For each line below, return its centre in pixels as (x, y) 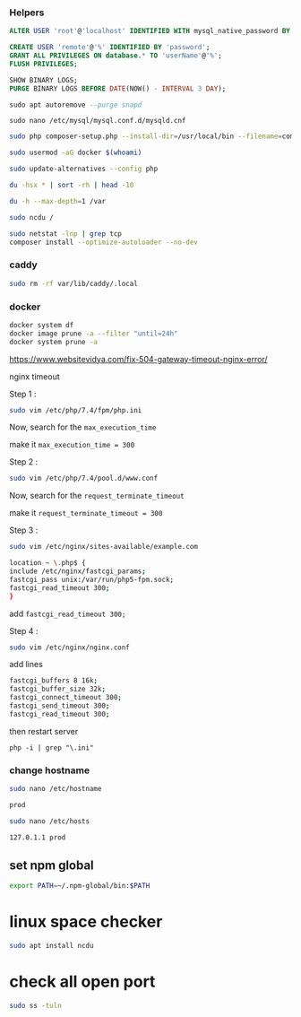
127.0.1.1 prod (38, 837)
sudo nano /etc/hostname (56, 789)
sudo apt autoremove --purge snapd (76, 105)
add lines (26, 665)
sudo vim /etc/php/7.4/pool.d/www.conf (84, 478)
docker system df (42, 325)
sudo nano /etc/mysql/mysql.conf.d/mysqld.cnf (98, 121)
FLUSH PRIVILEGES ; (43, 64)
